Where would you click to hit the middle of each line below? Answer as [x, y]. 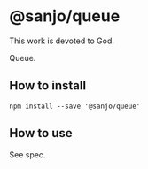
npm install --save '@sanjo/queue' [75, 106]
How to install [48, 86]
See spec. [27, 154]
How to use [41, 133]
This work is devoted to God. [62, 41]
